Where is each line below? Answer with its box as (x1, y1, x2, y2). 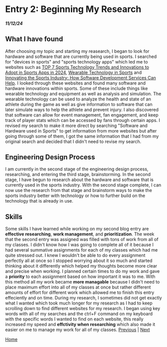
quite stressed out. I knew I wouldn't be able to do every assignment (5, 252, 146, 258)
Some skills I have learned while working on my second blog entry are (5, 226, 149, 232)
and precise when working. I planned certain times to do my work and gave (5, 268, 160, 274)
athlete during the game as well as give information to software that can (5, 101, 153, 107)
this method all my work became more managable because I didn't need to (5, 279, 160, 285)
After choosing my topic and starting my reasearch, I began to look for (5, 48, 150, 54)
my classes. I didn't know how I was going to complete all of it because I (5, 241, 154, 248)
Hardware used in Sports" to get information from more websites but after (5, 127, 157, 133)
